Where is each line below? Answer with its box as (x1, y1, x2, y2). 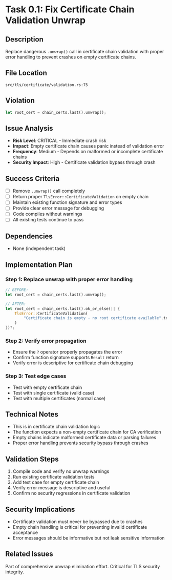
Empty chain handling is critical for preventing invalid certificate (12, 524, 147, 530)
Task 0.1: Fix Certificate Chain (5, 4, 135, 15)
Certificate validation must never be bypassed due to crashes (12, 519, 143, 525)
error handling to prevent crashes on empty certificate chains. (5, 54, 137, 60)
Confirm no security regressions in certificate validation (12, 490, 131, 496)
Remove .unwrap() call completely (12, 188, 85, 194)
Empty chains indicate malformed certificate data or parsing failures (12, 434, 157, 441)
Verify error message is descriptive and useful (12, 485, 111, 491)
